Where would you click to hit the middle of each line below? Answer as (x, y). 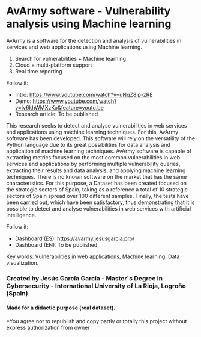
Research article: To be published (56, 114)
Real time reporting (38, 71)
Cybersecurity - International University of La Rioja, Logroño (96, 286)
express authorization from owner (48, 328)
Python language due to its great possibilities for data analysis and (88, 144)
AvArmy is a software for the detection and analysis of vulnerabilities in (94, 40)
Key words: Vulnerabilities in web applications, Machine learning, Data (93, 256)
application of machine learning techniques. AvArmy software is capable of (99, 151)
